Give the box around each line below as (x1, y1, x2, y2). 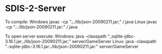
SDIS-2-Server (5, 3, 66, 14)
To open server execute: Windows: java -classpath (5, 33, 107, 39)
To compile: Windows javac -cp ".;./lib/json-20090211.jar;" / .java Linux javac (5, 19, 158, 25)
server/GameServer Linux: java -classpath (72, 38, 157, 44)
